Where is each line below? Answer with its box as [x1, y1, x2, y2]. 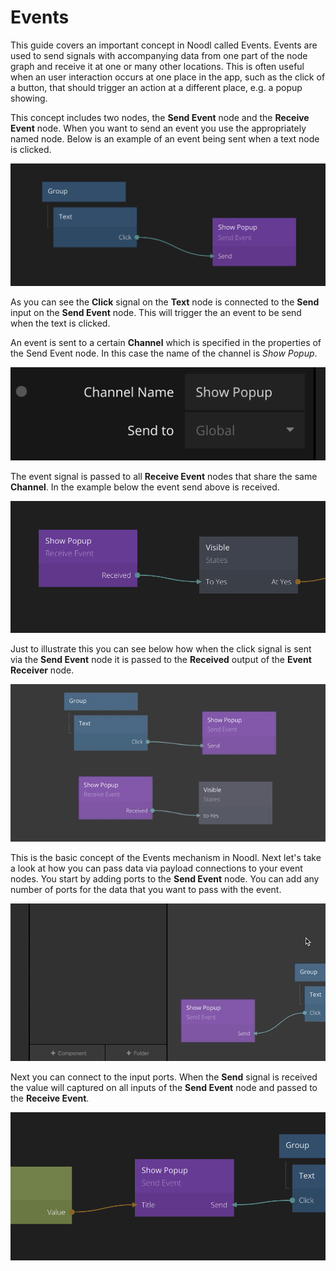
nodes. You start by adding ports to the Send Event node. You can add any [10, 873, 320, 885]
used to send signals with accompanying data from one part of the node [10, 49, 308, 61]
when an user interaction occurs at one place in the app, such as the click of [10, 71, 326, 83]
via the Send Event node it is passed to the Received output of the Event [10, 654, 312, 666]
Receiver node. [10, 664, 75, 676]
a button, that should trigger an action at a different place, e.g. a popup [10, 81, 303, 93]
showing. [10, 92, 48, 104]
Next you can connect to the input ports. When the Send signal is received [10, 1071, 318, 1083]
